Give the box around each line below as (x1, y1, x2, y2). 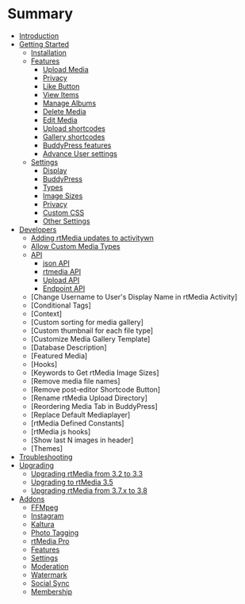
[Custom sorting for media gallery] (30, 317, 144, 327)
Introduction (18, 31, 59, 40)
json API (42, 258, 71, 268)
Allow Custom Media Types (30, 241, 121, 250)
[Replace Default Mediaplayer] (30, 410, 131, 419)
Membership (30, 587, 73, 596)
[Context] (30, 308, 63, 318)
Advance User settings (42, 148, 118, 159)
